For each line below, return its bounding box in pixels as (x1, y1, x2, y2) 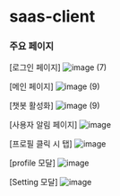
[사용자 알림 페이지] (9, 120, 78, 130)
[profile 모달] (9, 157, 56, 168)
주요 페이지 (9, 40, 55, 53)
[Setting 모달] (9, 177, 58, 188)
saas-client (9, 6, 96, 27)
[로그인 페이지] (9, 62, 61, 73)
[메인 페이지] (9, 81, 54, 92)
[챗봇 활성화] (9, 101, 54, 111)
